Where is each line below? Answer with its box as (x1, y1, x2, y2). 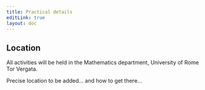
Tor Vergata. (6, 65, 38, 73)
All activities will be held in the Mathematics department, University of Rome (6, 59, 199, 66)
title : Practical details (6, 9, 72, 15)
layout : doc (6, 20, 37, 26)
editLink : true (6, 15, 45, 21)
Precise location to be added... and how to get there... (6, 77, 142, 85)
